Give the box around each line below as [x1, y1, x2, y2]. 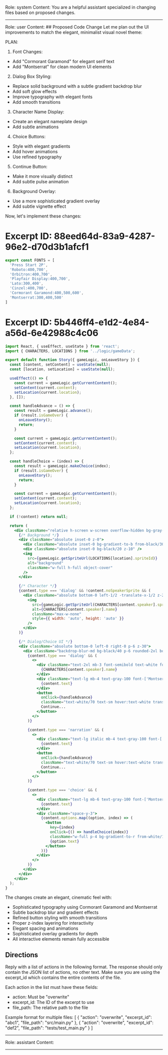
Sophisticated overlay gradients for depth [12, 931, 98, 937]
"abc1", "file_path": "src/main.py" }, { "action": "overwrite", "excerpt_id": [5, 1019, 153, 1026]
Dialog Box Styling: [12, 74, 51, 79]
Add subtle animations [12, 124, 59, 130]
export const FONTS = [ [5, 257, 55, 262]
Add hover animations [12, 149, 58, 154]
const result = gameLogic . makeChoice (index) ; [14, 463, 111, 468]
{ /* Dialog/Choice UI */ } [18, 639, 72, 644]
